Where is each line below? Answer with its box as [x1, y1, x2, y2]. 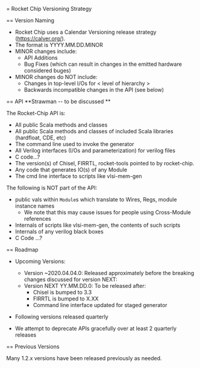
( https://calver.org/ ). [14, 35, 66, 42]
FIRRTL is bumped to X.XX [33, 295, 99, 302]
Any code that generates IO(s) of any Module [14, 166, 128, 173]
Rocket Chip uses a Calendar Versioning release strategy [14, 28, 157, 36]
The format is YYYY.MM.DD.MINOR [14, 42, 104, 48]
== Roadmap [6, 246, 39, 253]
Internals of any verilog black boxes [14, 228, 104, 235]
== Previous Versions [6, 343, 60, 350]
